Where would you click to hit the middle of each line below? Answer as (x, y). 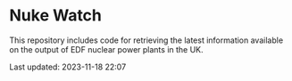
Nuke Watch (56, 16)
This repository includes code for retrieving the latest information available (146, 40)
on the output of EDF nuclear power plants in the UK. (106, 49)
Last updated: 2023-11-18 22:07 (68, 67)
